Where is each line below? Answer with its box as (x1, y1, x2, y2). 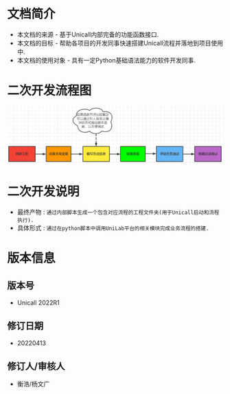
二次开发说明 (7, 184, 80, 199)
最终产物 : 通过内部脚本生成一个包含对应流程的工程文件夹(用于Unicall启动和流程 (16, 208, 220, 216)
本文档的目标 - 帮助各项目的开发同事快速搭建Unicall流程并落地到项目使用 (16, 39, 223, 47)
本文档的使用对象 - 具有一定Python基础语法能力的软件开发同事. (16, 56, 196, 64)
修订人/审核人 (7, 360, 65, 372)
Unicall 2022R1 (16, 298, 60, 307)
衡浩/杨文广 (16, 380, 50, 388)
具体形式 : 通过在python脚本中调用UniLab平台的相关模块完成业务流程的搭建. (16, 223, 209, 232)
